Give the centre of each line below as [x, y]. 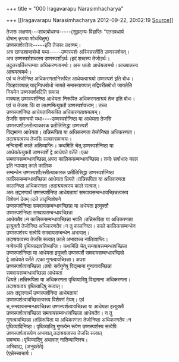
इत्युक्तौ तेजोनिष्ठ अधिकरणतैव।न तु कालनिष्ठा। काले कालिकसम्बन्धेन [71, 226]
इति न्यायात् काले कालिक [29, 166]
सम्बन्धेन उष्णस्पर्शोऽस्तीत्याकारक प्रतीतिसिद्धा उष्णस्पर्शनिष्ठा [60, 172]
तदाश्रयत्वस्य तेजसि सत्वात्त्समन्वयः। [39, 139]
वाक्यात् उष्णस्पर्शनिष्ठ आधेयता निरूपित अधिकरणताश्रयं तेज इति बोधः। [71, 99]
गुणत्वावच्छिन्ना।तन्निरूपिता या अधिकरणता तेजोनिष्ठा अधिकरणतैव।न [69, 320]
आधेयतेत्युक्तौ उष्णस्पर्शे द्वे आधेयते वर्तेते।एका [47, 152]
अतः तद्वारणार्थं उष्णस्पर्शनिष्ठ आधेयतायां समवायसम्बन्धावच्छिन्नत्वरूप [67, 192]
